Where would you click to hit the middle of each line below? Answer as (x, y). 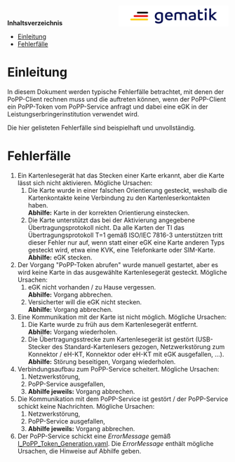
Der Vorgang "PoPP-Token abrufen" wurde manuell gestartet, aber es (118, 264)
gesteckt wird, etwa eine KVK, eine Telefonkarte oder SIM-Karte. (121, 250)
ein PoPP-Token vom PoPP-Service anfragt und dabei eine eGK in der (108, 107)
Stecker (39, 346)
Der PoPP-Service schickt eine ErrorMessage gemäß (94, 436)
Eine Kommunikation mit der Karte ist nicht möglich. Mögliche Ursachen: (122, 317)
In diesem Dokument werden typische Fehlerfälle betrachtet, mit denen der (116, 91)
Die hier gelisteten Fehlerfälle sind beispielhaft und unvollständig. (101, 128)
